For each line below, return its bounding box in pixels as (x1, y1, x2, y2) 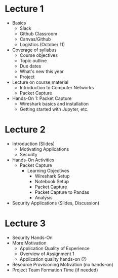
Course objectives (19, 52, 58, 58)
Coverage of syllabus (12, 47, 57, 53)
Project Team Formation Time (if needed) (12, 267, 98, 273)
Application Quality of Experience (19, 245, 90, 251)
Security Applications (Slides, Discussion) (12, 200, 100, 206)
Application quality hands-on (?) (19, 256, 87, 262)
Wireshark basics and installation (19, 100, 89, 107)
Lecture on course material (12, 79, 69, 85)
